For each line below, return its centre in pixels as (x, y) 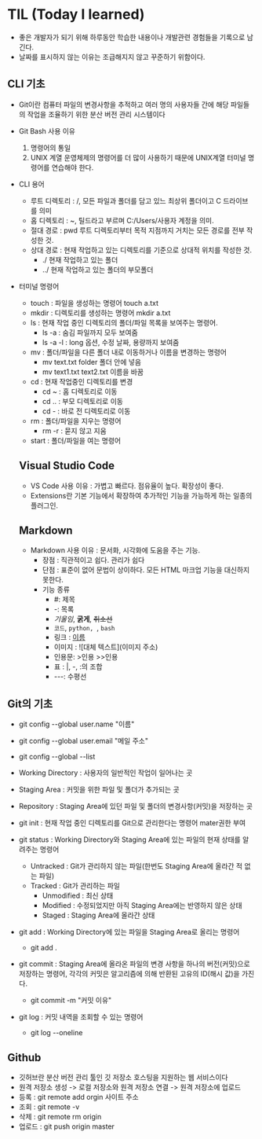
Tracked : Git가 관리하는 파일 (75, 886)
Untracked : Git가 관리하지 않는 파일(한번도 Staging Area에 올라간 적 (136, 866)
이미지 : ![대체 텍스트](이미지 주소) (106, 647)
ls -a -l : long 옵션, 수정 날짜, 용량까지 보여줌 (111, 342)
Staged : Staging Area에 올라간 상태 (98, 915)
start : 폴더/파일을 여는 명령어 (76, 440)
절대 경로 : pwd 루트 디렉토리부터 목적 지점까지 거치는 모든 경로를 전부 (137, 230)
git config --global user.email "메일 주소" (83, 741)
